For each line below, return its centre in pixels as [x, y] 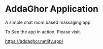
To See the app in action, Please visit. [43, 32]
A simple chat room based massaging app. [49, 22]
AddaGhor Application [52, 9]
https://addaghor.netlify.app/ [34, 41]
